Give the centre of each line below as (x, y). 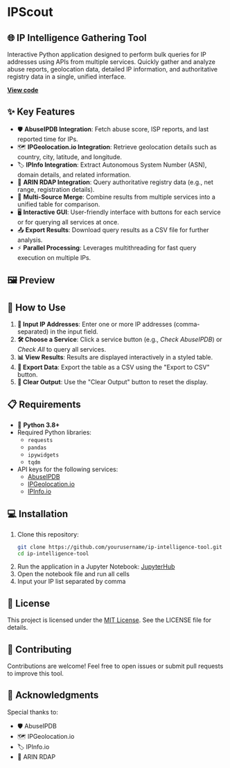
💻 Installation (38, 514)
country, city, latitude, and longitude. (70, 156)
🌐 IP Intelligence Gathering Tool (77, 38)
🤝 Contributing (39, 649)
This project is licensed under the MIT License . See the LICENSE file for (109, 620)
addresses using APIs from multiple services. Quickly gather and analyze (112, 62)
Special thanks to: (33, 712)
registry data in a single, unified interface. (67, 76)
